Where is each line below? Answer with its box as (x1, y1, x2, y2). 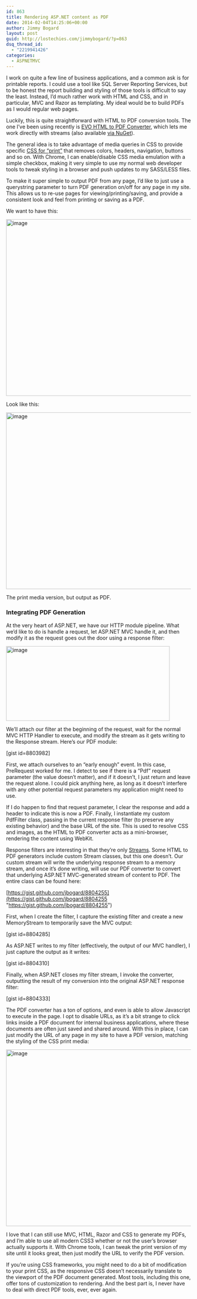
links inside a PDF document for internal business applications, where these (6, 1019, 189, 1026)
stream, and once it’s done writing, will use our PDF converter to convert (6, 865, 181, 872)
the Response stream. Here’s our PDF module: (6, 738, 117, 745)
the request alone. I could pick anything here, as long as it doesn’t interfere (6, 780, 188, 787)
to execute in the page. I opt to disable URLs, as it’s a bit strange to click (6, 1012, 180, 1019)
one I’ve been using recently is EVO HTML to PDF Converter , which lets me (6, 123, 188, 130)
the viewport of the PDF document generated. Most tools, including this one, (6, 1273, 191, 1281)
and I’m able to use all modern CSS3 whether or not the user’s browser (6, 1237, 177, 1244)
